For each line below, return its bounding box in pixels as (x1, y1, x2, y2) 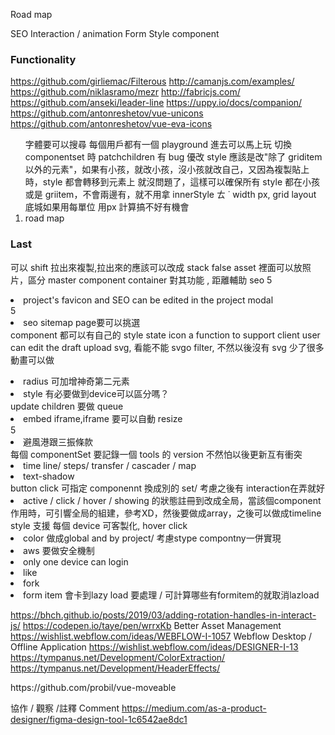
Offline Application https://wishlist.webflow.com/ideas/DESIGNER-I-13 (10, 640, 299, 653)
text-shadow (23, 470, 75, 482)
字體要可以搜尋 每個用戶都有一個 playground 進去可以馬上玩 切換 (24, 139, 292, 151)
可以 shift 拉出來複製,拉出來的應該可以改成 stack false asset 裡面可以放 (10, 261, 303, 273)
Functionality (10, 52, 77, 66)
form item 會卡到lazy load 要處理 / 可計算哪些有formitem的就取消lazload (23, 589, 320, 601)
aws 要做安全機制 (23, 544, 95, 556)
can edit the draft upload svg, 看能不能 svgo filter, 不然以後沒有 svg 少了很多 (10, 341, 325, 353)
